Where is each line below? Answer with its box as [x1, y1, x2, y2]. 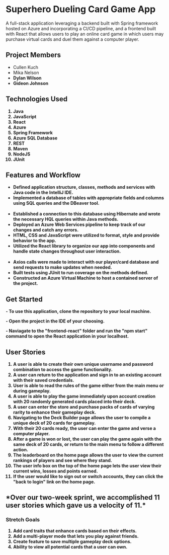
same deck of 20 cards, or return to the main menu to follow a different [13, 441, 164, 447]
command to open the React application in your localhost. [6, 333, 129, 339]
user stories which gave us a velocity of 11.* [6, 501, 146, 510]
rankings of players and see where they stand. [13, 457, 113, 463]
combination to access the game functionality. [13, 366, 113, 372]
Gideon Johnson [13, 80, 49, 86]
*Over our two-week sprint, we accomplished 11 [6, 493, 160, 502]
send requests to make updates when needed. [13, 264, 112, 270]
